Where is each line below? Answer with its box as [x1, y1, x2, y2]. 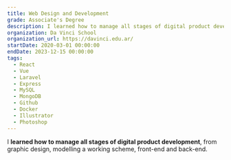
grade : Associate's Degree [7, 16, 85, 23]
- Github [13, 100, 38, 106]
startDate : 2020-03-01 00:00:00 [7, 42, 100, 49]
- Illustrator [13, 112, 54, 119]
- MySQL [13, 87, 36, 93]
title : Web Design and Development [7, 10, 109, 17]
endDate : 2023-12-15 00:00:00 [7, 49, 94, 56]
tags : [7, 55, 23, 62]
